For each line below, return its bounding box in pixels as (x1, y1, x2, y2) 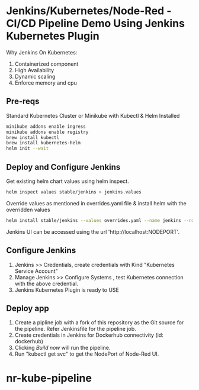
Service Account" (14, 267, 58, 275)
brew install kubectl (6, 134, 60, 140)
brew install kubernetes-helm (6, 140, 81, 146)
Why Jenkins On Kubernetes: (6, 49, 78, 56)
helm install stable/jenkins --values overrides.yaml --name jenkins (6, 217, 182, 223)
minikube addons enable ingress (6, 123, 86, 130)
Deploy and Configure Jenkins (6, 162, 121, 172)
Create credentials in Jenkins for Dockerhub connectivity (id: (14, 331, 164, 339)
